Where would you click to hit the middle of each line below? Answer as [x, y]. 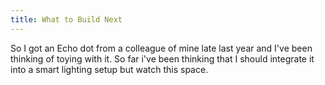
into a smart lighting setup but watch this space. [109, 69]
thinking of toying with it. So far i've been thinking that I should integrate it [162, 58]
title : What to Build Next [66, 19]
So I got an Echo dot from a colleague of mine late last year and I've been [161, 48]
